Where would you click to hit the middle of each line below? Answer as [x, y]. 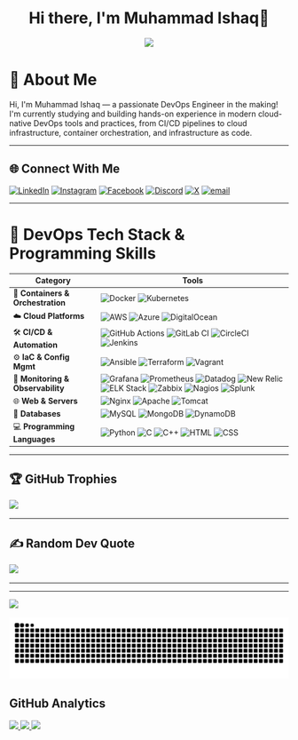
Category [53, 281]
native [20, 123]
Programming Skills [83, 253]
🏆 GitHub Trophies [63, 479]
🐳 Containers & [41, 293]
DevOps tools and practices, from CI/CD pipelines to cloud [140, 123]
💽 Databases [37, 413]
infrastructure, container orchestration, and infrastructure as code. [131, 132]
